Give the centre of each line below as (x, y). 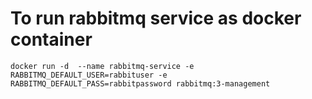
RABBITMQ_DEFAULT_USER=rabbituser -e (89, 75)
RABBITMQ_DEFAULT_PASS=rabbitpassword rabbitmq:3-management (140, 83)
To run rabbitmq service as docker (156, 18)
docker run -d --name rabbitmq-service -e (102, 66)
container (51, 39)
